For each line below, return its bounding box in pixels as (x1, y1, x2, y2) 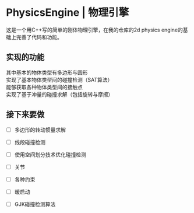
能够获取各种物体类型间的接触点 (6, 83, 83, 90)
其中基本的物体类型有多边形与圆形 (6, 69, 88, 76)
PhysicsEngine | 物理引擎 (6, 6, 129, 19)
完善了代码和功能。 (16, 33, 62, 40)
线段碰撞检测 (14, 138, 45, 145)
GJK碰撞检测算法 (14, 200, 56, 208)
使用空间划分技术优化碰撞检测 (14, 151, 86, 158)
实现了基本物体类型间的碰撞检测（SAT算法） (6, 76, 113, 83)
